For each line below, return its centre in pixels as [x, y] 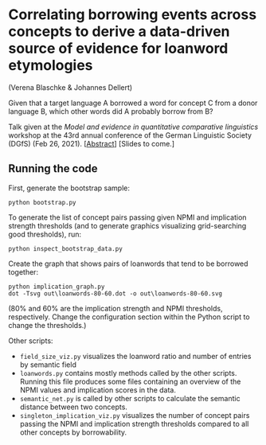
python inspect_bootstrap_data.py [66, 248]
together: [23, 271]
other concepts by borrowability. [73, 432]
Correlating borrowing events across [133, 15]
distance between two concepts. [73, 407]
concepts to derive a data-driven [119, 31]
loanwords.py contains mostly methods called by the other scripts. [128, 373]
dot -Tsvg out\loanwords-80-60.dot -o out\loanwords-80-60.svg [115, 293]
